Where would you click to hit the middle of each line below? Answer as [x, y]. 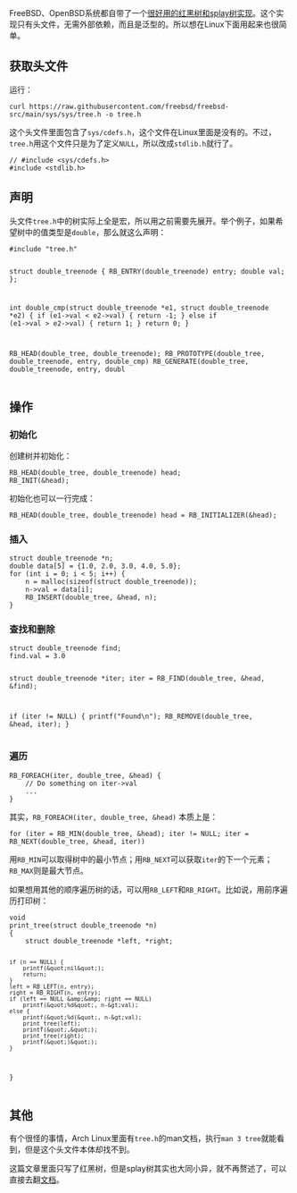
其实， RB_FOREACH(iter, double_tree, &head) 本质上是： [114, 816]
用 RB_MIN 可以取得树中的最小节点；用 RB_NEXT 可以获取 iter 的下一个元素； [141, 859]
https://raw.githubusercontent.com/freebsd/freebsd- [129, 106]
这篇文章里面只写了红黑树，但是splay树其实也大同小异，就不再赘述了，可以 [148, 1169]
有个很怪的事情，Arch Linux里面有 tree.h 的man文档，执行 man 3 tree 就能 [143, 1138]
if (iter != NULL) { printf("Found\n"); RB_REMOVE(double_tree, [131, 717]
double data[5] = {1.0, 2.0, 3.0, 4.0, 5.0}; [95, 566]
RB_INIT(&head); [39, 480]
